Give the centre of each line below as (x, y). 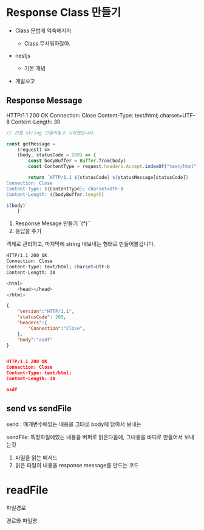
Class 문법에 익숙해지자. (44, 30)
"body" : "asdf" (35, 340)
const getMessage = (31, 144)
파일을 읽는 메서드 (36, 458)
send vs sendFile (39, 409)
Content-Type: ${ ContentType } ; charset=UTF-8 (65, 189)
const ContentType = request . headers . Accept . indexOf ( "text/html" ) (114, 167)
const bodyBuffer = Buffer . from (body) (77, 161)
